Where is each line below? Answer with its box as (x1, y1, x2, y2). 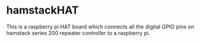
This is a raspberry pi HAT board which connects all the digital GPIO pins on (6, 23, 195, 30)
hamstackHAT (6, 4, 80, 17)
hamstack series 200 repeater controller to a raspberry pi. (6, 29, 151, 36)
